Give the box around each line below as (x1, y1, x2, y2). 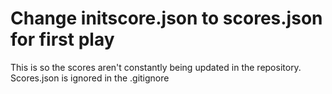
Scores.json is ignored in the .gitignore (10, 72, 170, 84)
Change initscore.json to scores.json (10, 7, 323, 30)
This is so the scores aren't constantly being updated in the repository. (10, 61, 302, 73)
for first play (10, 28, 115, 51)
